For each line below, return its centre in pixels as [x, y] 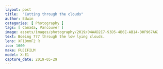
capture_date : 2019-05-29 [31, 59]
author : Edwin [19, 18]
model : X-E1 [17, 55]
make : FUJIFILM [20, 50]
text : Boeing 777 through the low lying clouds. [55, 37]
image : [12, 32]
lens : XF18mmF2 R [23, 41]
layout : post [18, 9]
